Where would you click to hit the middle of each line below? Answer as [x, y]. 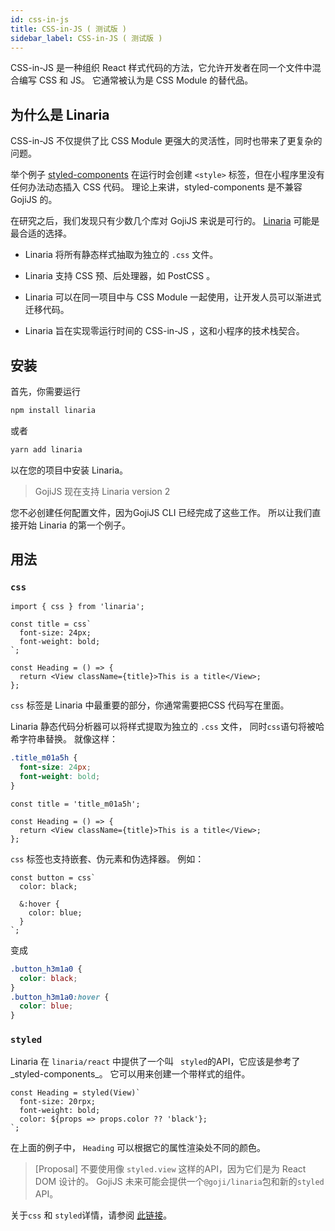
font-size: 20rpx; [58, 1102]
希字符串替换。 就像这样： [64, 739]
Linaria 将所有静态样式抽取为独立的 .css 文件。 [121, 255]
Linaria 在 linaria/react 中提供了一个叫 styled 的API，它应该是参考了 [155, 1062]
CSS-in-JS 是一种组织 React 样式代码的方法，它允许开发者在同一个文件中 [161, 68]
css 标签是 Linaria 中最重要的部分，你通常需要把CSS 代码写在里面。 [150, 705]
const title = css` [51, 624]
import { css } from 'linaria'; [77, 607]
